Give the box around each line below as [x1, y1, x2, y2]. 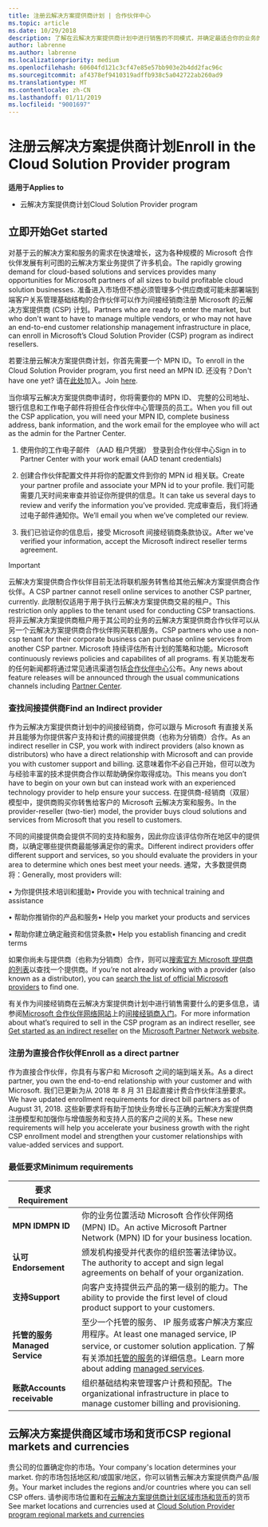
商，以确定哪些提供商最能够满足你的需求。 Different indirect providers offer [8, 842, 254, 851]
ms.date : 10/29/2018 [8, 26, 77, 34]
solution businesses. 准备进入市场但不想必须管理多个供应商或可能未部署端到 [8, 284, 259, 294]
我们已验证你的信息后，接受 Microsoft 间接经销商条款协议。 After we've [19, 527, 254, 537]
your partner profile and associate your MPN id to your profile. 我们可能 [19, 480, 254, 490]
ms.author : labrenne [8, 49, 77, 57]
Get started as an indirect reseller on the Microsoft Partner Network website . [8, 1026, 260, 1036]
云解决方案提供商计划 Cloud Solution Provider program [19, 200, 198, 209]
